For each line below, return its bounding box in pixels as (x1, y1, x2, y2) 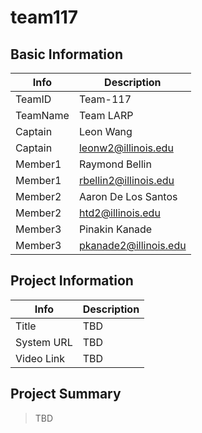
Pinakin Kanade (78, 222, 153, 236)
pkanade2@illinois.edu (78, 239, 187, 252)
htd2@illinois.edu (78, 206, 161, 220)
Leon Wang (78, 125, 133, 138)
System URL (15, 335, 73, 349)
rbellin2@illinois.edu (78, 174, 175, 187)
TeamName (15, 109, 70, 122)
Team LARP (78, 109, 134, 122)
